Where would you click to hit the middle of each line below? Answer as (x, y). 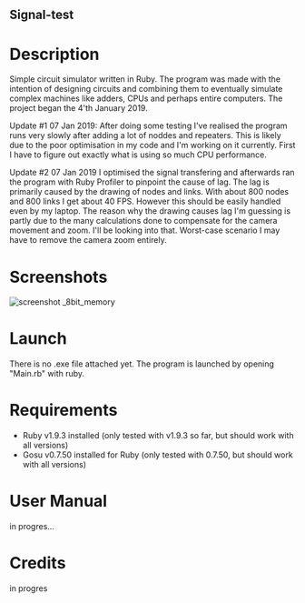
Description (54, 54)
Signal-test (42, 15)
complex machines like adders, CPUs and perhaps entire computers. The (146, 98)
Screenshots (59, 277)
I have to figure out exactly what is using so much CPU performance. (138, 155)
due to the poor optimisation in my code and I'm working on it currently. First (152, 146)
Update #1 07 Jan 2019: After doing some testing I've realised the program (148, 126)
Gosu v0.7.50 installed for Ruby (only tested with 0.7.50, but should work (157, 455)
